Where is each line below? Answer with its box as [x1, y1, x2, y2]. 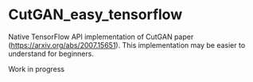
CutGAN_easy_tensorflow [8, 6, 183, 24]
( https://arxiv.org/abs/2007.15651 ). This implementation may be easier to [8, 40, 246, 49]
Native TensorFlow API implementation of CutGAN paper [8, 32, 194, 41]
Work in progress [8, 64, 65, 73]
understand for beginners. [8, 49, 94, 58]
